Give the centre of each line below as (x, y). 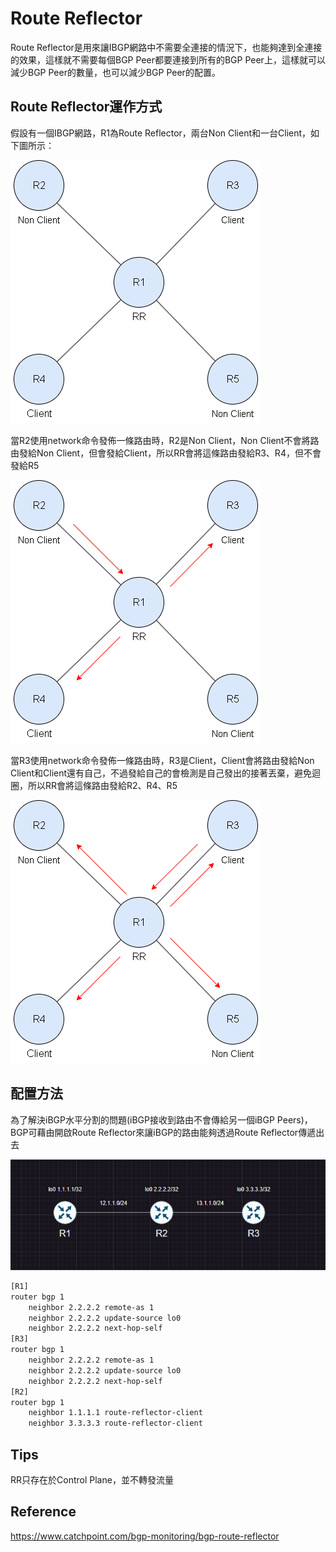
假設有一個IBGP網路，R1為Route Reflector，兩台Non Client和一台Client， (161, 133)
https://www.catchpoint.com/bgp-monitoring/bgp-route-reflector (145, 1536)
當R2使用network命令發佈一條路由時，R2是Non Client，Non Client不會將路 (165, 440)
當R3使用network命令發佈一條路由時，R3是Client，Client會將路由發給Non (162, 760)
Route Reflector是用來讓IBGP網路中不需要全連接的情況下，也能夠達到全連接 (166, 47)
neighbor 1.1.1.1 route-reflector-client (115, 1413)
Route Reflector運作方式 (86, 107)
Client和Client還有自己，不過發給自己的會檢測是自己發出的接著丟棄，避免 (161, 773)
